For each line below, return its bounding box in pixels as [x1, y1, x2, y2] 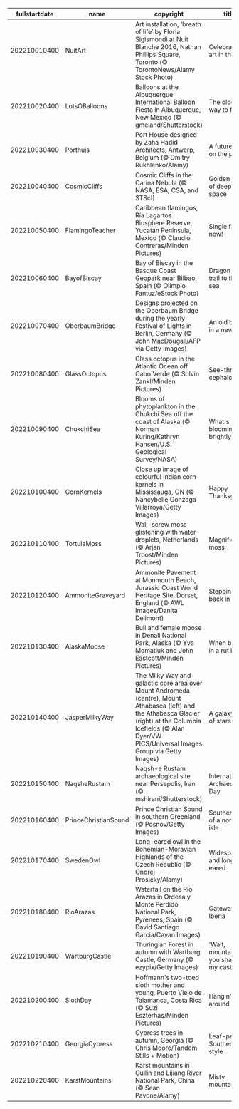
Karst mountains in [134, 1061, 190, 1069]
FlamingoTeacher [65, 226, 116, 234]
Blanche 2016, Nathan [134, 42, 201, 51]
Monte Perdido [134, 900, 179, 909]
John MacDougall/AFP [134, 336, 201, 346]
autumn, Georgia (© [134, 1036, 194, 1044]
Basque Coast [134, 267, 176, 274]
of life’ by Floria [134, 27, 181, 36]
